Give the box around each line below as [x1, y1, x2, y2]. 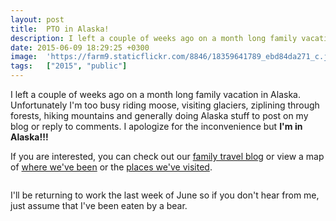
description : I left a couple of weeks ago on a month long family [10, 33, 298, 43]
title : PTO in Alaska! [10, 24, 110, 34]
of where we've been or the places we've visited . [10, 161, 213, 173]
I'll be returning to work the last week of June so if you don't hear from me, [10, 189, 320, 201]
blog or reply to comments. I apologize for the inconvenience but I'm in [10, 121, 303, 132]
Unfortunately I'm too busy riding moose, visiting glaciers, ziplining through [10, 99, 320, 111]
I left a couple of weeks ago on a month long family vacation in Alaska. [10, 89, 301, 100]
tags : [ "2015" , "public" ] [10, 61, 128, 71]
